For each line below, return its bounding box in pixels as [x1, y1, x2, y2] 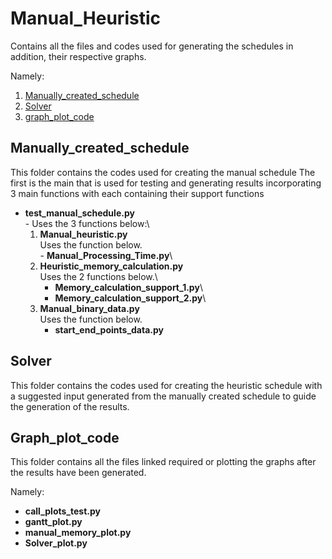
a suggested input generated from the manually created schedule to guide [10, 390, 317, 402]
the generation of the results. [10, 400, 130, 412]
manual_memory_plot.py [24, 527, 132, 539]
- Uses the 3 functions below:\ [24, 217, 150, 229]
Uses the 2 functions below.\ [39, 270, 158, 282]
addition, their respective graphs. [10, 50, 147, 62]
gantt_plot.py [24, 516, 83, 528]
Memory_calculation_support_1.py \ [54, 281, 203, 293]
